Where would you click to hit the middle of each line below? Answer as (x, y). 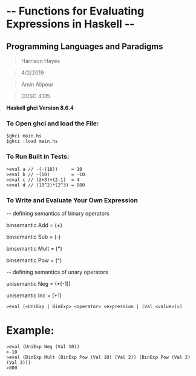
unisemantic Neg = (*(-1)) (38, 283)
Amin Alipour (37, 84)
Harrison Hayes (41, 61)
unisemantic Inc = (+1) (34, 295)
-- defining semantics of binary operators (58, 213)
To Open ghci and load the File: (53, 124)
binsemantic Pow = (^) (34, 260)
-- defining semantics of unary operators (57, 272)
